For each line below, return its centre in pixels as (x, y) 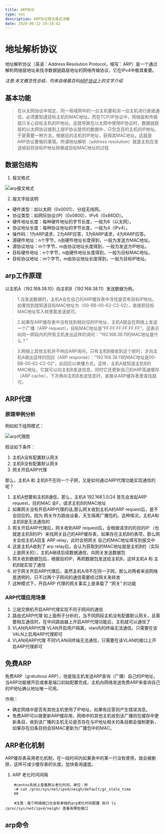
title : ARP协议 (20, 10)
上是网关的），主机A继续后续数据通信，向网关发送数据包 (69, 553)
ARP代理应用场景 (25, 598)
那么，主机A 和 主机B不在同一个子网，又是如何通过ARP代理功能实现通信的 (81, 481)
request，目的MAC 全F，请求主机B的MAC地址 (59, 503)
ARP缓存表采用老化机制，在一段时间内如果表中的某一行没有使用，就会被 (78, 758)
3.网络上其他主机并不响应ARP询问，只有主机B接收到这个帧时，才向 (85, 351)
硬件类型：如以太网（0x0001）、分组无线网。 (58, 209)
